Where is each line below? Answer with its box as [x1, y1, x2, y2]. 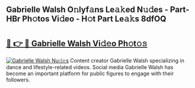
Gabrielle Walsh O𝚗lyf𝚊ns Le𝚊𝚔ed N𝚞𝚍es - [6, 5, 169, 15]
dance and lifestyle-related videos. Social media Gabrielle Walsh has [6, 64, 174, 70]
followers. [6, 76, 31, 83]
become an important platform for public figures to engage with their [6, 70, 174, 77]
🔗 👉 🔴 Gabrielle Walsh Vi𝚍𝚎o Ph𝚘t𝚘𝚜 [6, 38, 148, 48]
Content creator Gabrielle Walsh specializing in [70, 57, 185, 64]
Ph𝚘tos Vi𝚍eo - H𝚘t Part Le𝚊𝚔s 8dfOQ [22, 14, 167, 24]
